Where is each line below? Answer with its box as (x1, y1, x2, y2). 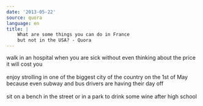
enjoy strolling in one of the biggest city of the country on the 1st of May (6, 74, 188, 80)
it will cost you (6, 60, 43, 68)
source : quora (6, 15, 43, 21)
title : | (6, 26, 29, 32)
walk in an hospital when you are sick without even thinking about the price (6, 54, 196, 61)
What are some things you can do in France (17, 32, 130, 38)
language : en (6, 20, 40, 26)
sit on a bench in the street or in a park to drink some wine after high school (6, 93, 197, 100)
